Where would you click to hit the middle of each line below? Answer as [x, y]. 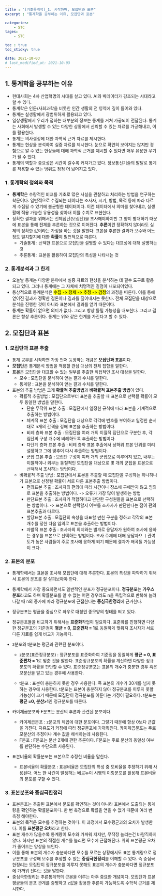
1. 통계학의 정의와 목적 [29, 183]
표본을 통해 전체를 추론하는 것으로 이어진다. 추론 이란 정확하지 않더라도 [83, 224]
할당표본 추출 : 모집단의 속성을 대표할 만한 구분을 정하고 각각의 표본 [90, 517]
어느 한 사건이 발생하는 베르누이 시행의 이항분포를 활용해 [86, 773]
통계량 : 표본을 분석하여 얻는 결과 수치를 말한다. [64, 384]
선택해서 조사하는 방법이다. [52, 469]
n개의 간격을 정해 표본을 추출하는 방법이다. [75, 426]
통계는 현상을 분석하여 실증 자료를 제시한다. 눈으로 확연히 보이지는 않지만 [80, 145]
